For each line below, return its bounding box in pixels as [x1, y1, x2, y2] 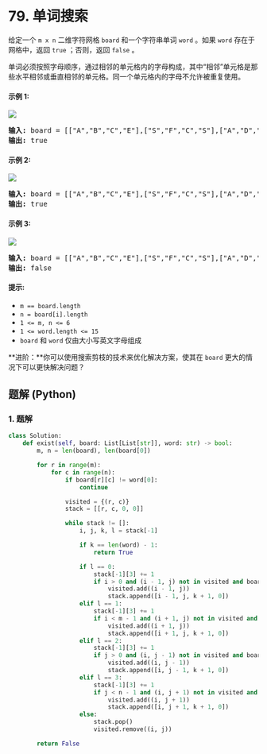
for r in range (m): [37, 462, 102, 470]
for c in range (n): [50, 468, 115, 477]
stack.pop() [93, 718, 133, 726]
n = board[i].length [19, 311, 88, 319]
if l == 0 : [79, 563, 115, 570]
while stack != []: [64, 520, 130, 528]
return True [93, 548, 133, 556]
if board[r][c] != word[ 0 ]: [64, 476, 158, 484]
